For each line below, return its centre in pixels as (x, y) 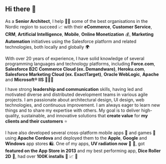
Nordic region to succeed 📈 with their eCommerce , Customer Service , (79, 27)
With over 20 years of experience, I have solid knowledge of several (75, 58)
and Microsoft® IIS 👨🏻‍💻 (29, 80)
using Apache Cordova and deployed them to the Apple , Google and (76, 138)
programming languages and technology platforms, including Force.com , (80, 64)
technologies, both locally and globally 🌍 (47, 47)
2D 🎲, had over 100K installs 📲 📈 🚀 (41, 156)
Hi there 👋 (21, 9)
